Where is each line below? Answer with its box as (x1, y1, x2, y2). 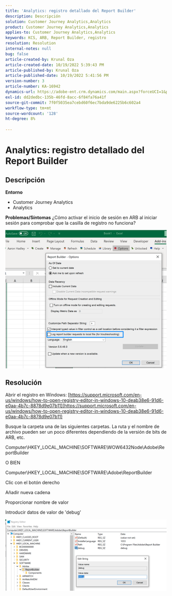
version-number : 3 (5, 78, 45, 84)
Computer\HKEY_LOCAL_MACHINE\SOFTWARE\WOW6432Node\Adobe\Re (5, 444, 165, 451)
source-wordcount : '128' (5, 111, 58, 116)
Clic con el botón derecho (5, 479, 60, 486)
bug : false (5, 51, 29, 56)
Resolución (5, 378, 42, 387)
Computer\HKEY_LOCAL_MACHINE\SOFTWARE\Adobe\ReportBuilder (5, 470, 153, 476)
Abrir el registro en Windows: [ (5, 392, 70, 398)
